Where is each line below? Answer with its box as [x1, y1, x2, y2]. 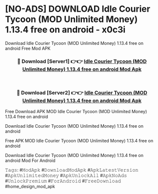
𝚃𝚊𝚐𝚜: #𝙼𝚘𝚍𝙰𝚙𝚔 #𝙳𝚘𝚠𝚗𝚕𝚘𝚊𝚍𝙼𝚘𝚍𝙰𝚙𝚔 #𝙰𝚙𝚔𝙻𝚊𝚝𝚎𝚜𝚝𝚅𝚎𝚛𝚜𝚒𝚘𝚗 [5, 167, 139, 173]
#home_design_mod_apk [5, 183, 55, 189]
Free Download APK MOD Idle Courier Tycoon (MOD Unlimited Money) [5, 108, 147, 114]
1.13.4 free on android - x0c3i [5, 24, 126, 35]
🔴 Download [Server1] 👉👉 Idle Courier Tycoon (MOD [17, 58, 147, 64]
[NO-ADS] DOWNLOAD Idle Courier [5, 3, 150, 15]
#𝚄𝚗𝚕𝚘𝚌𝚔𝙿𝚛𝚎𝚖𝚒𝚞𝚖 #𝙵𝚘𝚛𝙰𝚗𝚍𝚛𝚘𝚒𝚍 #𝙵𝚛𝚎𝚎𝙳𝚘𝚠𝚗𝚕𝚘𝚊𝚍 [5, 178, 121, 184]
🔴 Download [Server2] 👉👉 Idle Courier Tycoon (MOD [17, 89, 147, 96]
